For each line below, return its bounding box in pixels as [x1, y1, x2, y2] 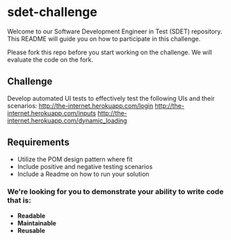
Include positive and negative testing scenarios [17, 162, 153, 170]
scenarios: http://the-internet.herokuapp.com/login [7, 102, 154, 110]
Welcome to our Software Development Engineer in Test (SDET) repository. [7, 27, 223, 35]
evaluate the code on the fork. [7, 55, 94, 63]
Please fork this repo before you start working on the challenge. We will [7, 48, 212, 56]
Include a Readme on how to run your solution [17, 170, 150, 178]
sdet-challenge [7, 4, 97, 20]
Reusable [17, 226, 45, 234]
